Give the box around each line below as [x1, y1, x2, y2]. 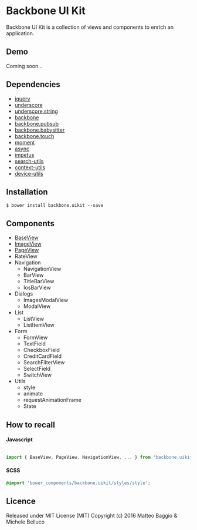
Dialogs [14, 290, 33, 297]
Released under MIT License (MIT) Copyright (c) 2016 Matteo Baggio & [6, 512, 178, 519]
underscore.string [14, 108, 58, 115]
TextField [23, 340, 46, 347]
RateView [14, 253, 38, 260]
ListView [23, 316, 45, 323]
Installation [6, 187, 48, 197]
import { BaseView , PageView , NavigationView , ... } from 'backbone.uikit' [6, 454, 195, 460]
